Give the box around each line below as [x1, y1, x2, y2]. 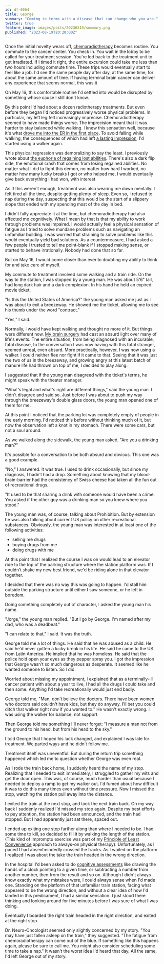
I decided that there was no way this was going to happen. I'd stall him [5, 582, 147, 587]
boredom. [5, 592, 25, 598]
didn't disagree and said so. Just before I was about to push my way [5, 392, 143, 398]
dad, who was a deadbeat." [5, 621, 60, 627]
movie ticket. [5, 287, 31, 293]
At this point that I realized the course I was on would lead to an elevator [5, 557, 150, 562]
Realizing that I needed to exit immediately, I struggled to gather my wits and [5, 770, 159, 776]
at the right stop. [5, 918, 39, 923]
